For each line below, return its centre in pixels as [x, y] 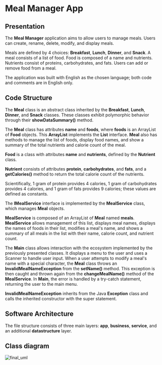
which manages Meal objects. [35, 208]
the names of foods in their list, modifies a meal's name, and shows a [74, 228]
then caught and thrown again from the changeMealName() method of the [80, 274]
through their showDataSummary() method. [49, 120]
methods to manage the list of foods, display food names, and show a [74, 139]
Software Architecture [39, 314]
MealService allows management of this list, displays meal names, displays [80, 223]
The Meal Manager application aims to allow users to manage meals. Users [80, 38]
